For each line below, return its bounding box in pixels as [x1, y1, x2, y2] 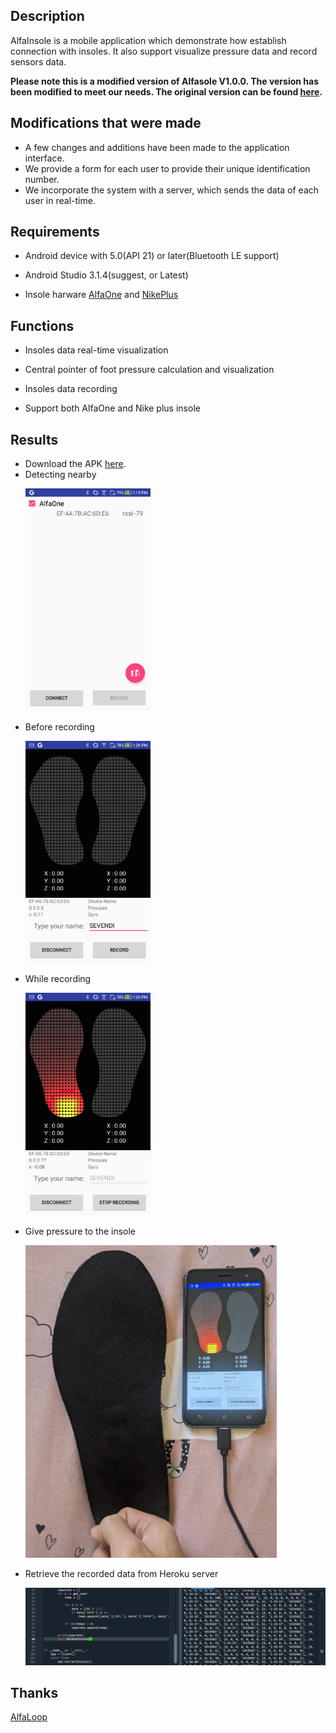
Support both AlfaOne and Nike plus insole [24, 402, 201, 414]
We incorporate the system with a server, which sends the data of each [24, 184, 320, 196]
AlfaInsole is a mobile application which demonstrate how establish [10, 34, 287, 46]
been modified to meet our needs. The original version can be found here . [10, 85, 323, 98]
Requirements [10, 224, 100, 241]
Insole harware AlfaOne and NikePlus [24, 289, 179, 301]
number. [24, 173, 60, 185]
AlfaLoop [10, 1711, 48, 1723]
